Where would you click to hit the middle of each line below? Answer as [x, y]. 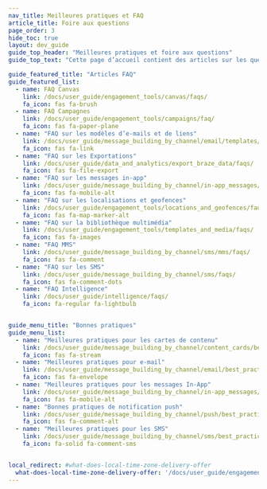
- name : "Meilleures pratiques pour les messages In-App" [114, 385]
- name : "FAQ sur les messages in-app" [81, 178]
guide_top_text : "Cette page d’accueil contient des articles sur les [128, 61]
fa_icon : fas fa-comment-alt [71, 422]
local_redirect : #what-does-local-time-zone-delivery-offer [110, 465]
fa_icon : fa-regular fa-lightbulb [79, 304]
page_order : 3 [32, 30]
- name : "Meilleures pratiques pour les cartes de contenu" [117, 340]
